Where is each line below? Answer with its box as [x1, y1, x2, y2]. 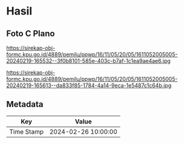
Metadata [6, 99, 44, 110]
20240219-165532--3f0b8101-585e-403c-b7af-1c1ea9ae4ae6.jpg [6, 57, 171, 64]
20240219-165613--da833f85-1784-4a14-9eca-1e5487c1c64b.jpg [6, 82, 172, 89]
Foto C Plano [6, 28, 55, 39]
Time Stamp [9, 127, 44, 136]
